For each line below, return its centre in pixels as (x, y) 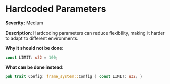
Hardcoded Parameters (56, 9)
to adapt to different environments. (42, 38)
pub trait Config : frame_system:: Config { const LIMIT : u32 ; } (74, 76)
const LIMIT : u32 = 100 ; (32, 57)
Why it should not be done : (34, 48)
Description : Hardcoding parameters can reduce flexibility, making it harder (85, 33)
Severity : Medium (24, 23)
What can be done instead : (34, 67)
